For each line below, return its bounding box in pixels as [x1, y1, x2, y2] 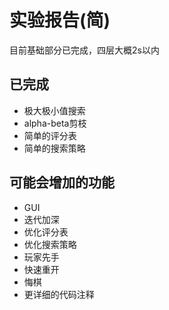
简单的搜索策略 [23, 142, 86, 154]
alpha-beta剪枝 [23, 117, 87, 129]
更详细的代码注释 [23, 288, 95, 300]
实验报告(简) [9, 9, 111, 32]
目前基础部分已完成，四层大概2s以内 [9, 44, 160, 56]
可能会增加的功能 [9, 174, 115, 191]
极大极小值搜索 [23, 104, 86, 116]
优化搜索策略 [23, 238, 77, 250]
